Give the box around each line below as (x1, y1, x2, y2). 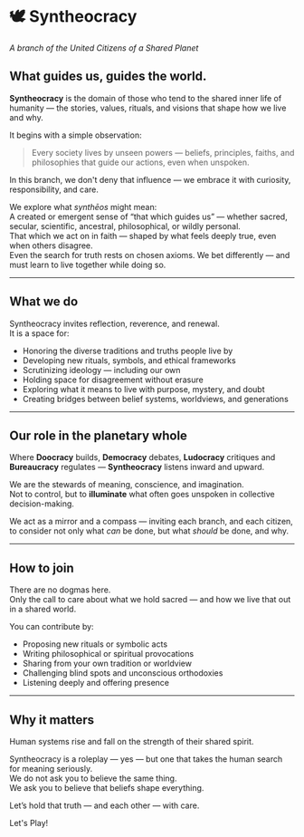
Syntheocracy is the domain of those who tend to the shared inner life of (9, 92, 282, 103)
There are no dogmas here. (9, 584, 111, 595)
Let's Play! (9, 818, 49, 828)
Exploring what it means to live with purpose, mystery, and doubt (22, 383, 265, 394)
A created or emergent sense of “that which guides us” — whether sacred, (9, 211, 288, 222)
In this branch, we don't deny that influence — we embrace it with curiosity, (9, 174, 291, 185)
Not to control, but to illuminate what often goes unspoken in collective (9, 489, 276, 500)
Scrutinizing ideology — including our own (22, 364, 181, 375)
